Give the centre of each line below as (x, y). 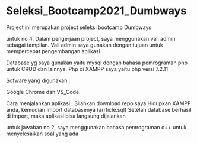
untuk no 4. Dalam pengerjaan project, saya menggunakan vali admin (91, 38)
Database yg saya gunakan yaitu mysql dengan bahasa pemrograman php (97, 63)
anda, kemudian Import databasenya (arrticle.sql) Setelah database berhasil (99, 109)
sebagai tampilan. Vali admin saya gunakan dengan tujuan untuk (85, 45)
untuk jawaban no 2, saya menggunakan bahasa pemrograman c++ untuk (96, 127)
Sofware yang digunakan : (38, 80)
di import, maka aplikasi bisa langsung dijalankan (66, 116)
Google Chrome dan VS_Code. (44, 92)
